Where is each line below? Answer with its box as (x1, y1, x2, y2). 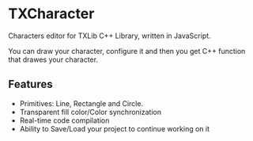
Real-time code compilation (19, 116, 110, 125)
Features (8, 78, 53, 91)
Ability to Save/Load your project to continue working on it (19, 124, 210, 133)
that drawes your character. (8, 55, 99, 64)
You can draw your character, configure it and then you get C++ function (8, 46, 246, 55)
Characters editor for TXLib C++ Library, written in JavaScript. (8, 31, 211, 40)
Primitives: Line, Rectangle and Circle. (19, 98, 144, 108)
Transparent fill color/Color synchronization (19, 107, 162, 116)
